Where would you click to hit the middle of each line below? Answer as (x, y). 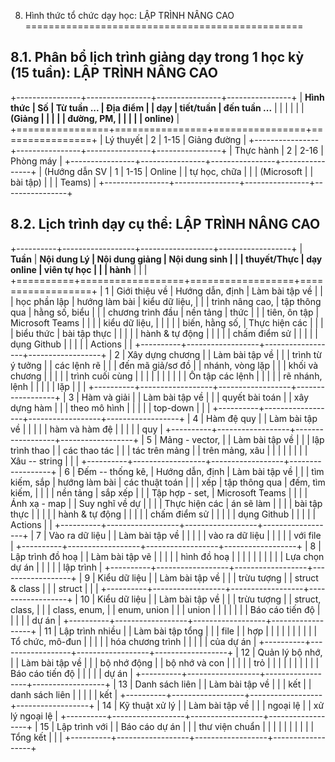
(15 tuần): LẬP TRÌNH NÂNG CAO (114, 73)
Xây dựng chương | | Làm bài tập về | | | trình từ (224, 354)
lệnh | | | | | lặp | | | (48, 386)
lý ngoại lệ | (34, 716)
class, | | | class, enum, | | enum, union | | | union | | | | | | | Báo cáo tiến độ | (165, 609)
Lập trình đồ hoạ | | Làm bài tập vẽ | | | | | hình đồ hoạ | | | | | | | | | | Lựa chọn (167, 556)
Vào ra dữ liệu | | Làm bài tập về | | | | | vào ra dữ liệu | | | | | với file (185, 535)
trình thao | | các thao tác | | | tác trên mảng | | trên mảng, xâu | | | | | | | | (159, 450)
